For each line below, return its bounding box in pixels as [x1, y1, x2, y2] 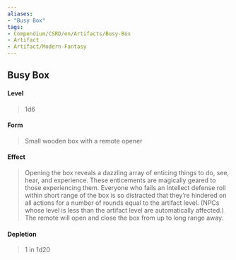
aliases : [7, 10, 33, 18]
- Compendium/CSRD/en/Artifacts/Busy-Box [7, 30, 131, 37]
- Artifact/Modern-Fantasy [7, 43, 87, 50]
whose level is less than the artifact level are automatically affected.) [24, 206, 225, 214]
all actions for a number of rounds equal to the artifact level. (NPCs [24, 199, 220, 207]
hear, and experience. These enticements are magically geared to [24, 176, 216, 184]
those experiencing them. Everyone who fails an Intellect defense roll [24, 184, 226, 191]
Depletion [7, 230, 37, 238]
